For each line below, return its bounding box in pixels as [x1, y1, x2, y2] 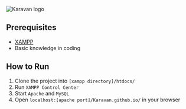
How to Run [6, 62, 50, 72]
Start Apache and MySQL [14, 90, 70, 97]
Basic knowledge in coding [14, 44, 81, 51]
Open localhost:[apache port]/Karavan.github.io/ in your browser [14, 96, 181, 103]
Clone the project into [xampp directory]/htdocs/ [14, 77, 135, 84]
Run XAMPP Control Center [14, 83, 79, 91]
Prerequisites [6, 22, 57, 32]
